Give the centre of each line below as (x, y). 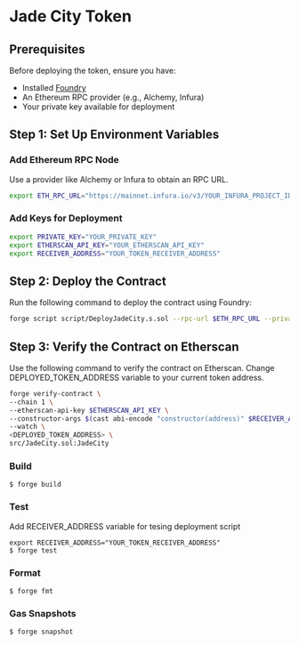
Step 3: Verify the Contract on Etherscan (124, 347)
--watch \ (28, 427)
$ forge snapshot (41, 632)
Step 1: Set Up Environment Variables (114, 135)
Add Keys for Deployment (66, 218)
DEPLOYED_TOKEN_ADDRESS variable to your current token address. (137, 377)
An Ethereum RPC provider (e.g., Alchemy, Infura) (113, 97)
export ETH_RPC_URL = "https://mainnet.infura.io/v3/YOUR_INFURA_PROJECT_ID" (153, 196)
